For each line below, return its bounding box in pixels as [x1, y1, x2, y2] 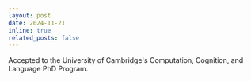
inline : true [8, 26, 51, 34]
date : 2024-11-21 [8, 19, 66, 27]
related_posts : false [8, 33, 80, 42]
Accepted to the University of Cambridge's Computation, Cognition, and [8, 56, 244, 65]
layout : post [8, 11, 51, 20]
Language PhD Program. [8, 64, 89, 74]
